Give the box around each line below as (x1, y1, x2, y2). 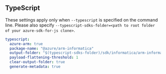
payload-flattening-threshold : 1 (9, 55, 79, 60)
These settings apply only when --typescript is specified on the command (5, 17, 158, 23)
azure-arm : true (9, 41, 43, 46)
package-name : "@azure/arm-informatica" (9, 46, 94, 51)
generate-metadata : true (9, 64, 61, 69)
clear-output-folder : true (9, 60, 65, 65)
